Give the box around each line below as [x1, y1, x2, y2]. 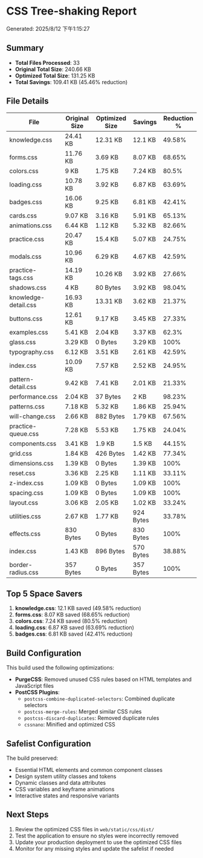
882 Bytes [95, 412, 125, 421]
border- [9, 560, 33, 569]
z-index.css [9, 479, 44, 487]
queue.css [9, 429, 39, 437]
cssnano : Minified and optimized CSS [24, 721, 116, 728]
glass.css [9, 338, 36, 346]
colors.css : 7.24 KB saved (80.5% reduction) [14, 617, 128, 625]
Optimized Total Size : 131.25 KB [14, 71, 95, 79]
